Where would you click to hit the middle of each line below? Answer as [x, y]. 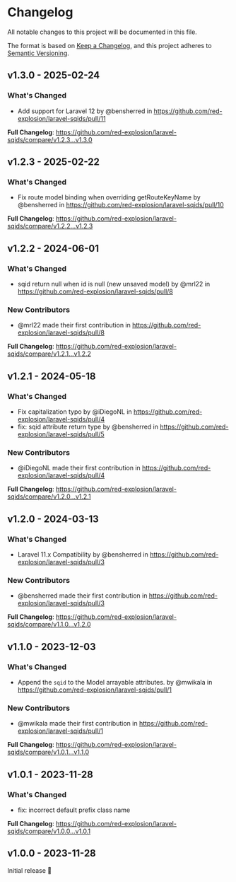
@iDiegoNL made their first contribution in [79, 468]
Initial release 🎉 [30, 870]
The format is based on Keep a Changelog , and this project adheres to [110, 45]
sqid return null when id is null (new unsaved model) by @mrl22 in [114, 284]
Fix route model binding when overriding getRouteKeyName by [109, 197]
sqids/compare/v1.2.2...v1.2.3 [50, 226]
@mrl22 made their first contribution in [74, 325]
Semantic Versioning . [38, 53]
